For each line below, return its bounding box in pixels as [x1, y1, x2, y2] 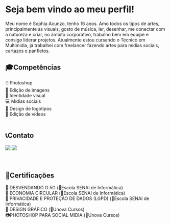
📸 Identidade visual [5, 92, 46, 98]
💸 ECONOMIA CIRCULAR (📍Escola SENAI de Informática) [5, 190, 126, 196]
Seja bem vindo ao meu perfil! [5, 4, 134, 15]
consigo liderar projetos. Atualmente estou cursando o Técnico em [5, 37, 145, 43]
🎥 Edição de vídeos [5, 111, 46, 117]
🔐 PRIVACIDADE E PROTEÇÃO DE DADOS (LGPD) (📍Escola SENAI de [5, 195, 150, 202]
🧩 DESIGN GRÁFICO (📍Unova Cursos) [5, 206, 85, 213]
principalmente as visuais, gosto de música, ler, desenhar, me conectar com [5, 26, 165, 32]
